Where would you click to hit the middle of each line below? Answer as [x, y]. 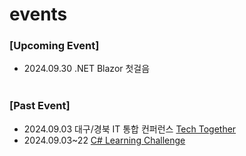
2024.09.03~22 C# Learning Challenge [104, 140]
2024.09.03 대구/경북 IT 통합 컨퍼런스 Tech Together [130, 129]
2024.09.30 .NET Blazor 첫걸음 [87, 69]
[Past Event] [40, 106]
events [38, 14]
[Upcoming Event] [54, 46]
